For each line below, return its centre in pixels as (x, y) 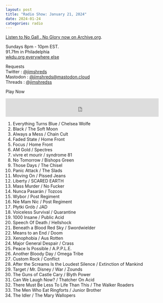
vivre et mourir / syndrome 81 (42, 155)
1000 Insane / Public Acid (38, 217)
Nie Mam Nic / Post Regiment (42, 202)
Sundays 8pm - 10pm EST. (32, 47)
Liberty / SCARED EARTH (38, 181)
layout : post (19, 10)
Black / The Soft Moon (35, 129)
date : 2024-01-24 (23, 19)
